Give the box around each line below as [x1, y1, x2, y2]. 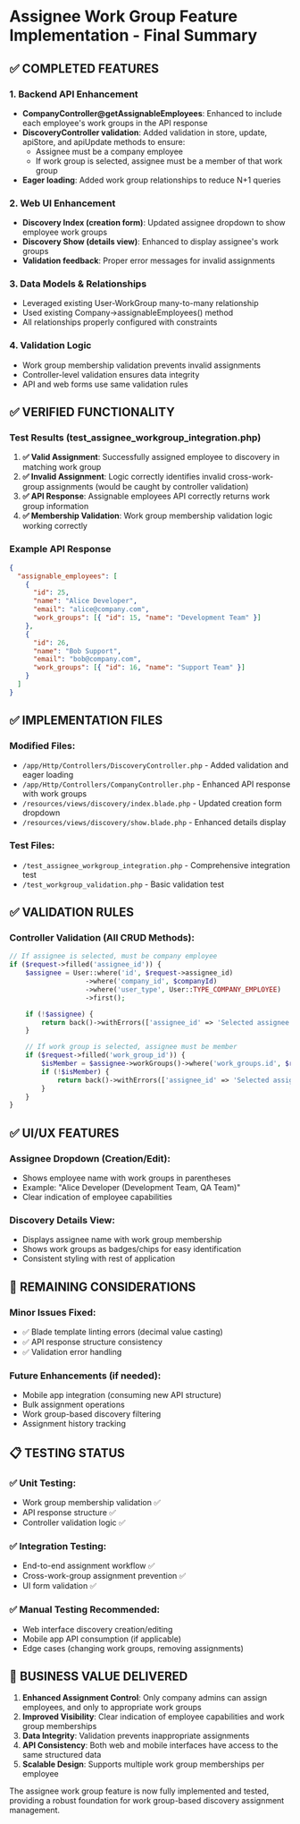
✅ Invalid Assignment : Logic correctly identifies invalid [21, 472, 226, 482]
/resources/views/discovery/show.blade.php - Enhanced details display [21, 817, 287, 828]
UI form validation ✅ [21, 1581, 97, 1591]
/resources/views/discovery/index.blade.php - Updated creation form [21, 798, 283, 809]
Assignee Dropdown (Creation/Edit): [9, 1152, 171, 1164]
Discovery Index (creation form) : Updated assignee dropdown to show [21, 217, 286, 228]
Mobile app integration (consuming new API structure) [21, 1390, 221, 1401]
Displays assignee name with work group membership [21, 1234, 222, 1245]
